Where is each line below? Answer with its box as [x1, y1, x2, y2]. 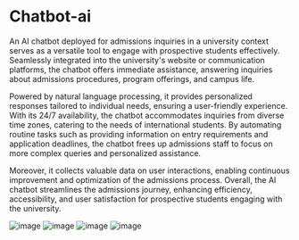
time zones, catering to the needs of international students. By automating [9, 119, 282, 130]
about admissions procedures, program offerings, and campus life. [9, 73, 255, 84]
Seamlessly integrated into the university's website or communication [9, 54, 265, 65]
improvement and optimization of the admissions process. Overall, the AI [9, 174, 277, 185]
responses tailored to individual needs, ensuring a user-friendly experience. [9, 100, 288, 111]
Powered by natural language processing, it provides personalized [9, 91, 253, 102]
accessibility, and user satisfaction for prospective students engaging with [9, 194, 283, 204]
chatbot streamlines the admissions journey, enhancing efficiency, [9, 184, 253, 194]
